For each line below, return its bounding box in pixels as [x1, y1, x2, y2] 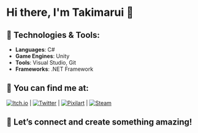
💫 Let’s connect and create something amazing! [6, 117, 192, 128]
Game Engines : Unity [15, 52, 70, 60]
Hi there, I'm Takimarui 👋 [6, 5, 134, 20]
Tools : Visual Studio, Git [15, 59, 77, 66]
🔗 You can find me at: [6, 83, 89, 93]
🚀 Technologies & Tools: [6, 30, 100, 40]
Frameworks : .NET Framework [15, 65, 94, 73]
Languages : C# [15, 46, 55, 53]
